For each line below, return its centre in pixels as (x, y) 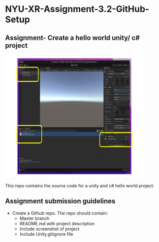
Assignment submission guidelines (60, 201)
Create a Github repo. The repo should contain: (60, 213)
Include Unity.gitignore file (46, 234)
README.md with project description (57, 223)
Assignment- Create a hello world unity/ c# (73, 38)
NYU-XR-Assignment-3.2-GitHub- (77, 9)
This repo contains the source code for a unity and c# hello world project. (80, 186)
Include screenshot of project (49, 229)
